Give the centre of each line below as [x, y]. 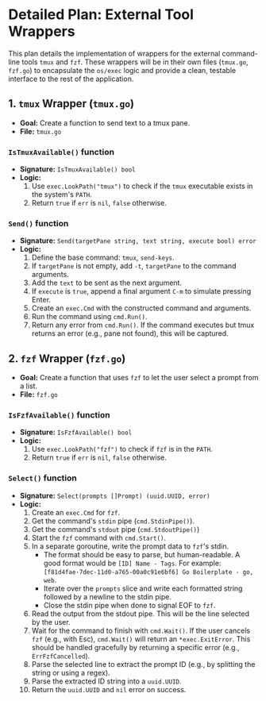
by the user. [51, 622]
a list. [29, 386]
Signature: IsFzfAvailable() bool [76, 432]
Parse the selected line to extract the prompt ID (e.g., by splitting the [143, 664]
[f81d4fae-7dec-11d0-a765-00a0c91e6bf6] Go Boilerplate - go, [148, 572]
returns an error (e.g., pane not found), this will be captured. [130, 333]
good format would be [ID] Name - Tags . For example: [132, 563]
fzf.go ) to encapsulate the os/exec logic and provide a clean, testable [122, 70]
